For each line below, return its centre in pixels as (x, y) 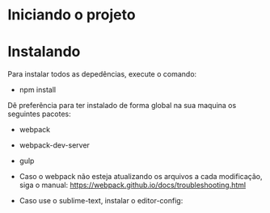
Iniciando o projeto (72, 15)
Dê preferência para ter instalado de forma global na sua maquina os (122, 106)
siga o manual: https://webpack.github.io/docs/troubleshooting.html (133, 185)
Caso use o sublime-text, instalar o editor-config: (101, 201)
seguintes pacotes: (40, 114)
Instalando (44, 52)
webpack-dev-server (55, 145)
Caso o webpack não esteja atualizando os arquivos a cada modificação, (141, 177)
